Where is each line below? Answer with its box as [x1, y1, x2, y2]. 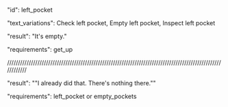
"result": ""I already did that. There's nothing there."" [7, 79, 156, 87]
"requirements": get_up [7, 46, 73, 53]
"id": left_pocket [7, 6, 53, 14]
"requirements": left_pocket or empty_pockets [7, 92, 137, 100]
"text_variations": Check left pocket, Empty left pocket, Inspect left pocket [7, 19, 216, 27]
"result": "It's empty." [7, 32, 67, 40]
